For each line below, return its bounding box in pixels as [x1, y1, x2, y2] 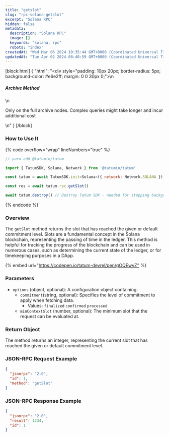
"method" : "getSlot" [10, 381, 53, 386]
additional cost [5, 113, 36, 119]
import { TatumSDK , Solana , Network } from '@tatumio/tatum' [5, 165, 136, 170]
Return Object [5, 326, 40, 333]
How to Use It [5, 135, 39, 142]
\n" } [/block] [5, 122, 32, 129]
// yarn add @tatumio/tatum [5, 156, 64, 161]
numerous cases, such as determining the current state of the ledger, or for [5, 247, 161, 254]
